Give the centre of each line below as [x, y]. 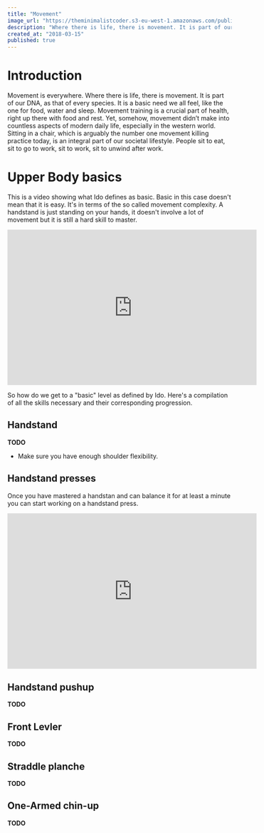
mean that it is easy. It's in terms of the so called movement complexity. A [115, 205]
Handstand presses [52, 478]
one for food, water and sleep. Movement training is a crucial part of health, [118, 110]
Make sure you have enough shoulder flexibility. [88, 456]
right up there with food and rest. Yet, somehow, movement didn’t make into [118, 118]
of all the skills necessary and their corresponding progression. [100, 403]
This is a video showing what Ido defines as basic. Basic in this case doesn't [119, 197]
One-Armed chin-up [53, 806]
